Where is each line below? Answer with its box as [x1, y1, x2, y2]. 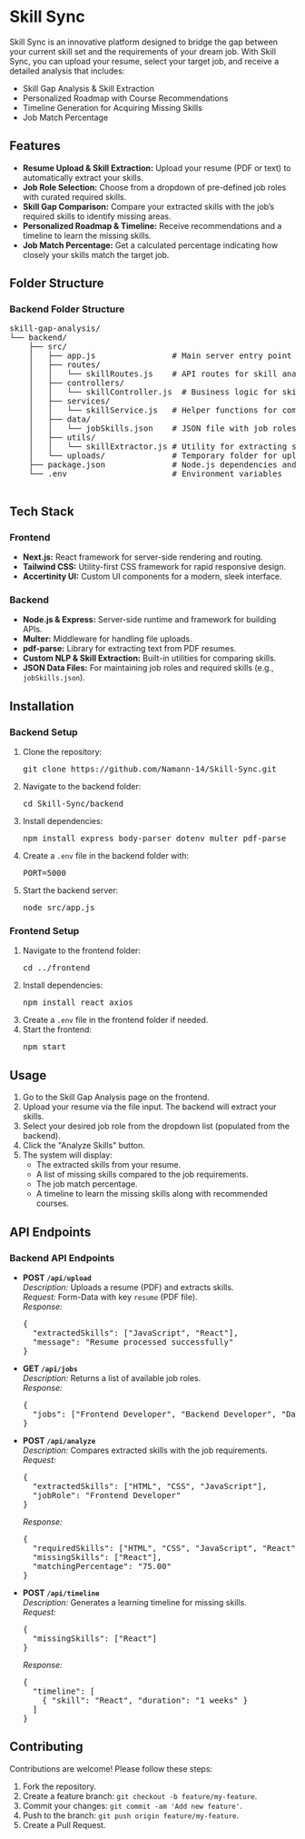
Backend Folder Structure [9, 303, 125, 315]
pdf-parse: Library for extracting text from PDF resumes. [22, 643, 237, 654]
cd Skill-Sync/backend [22, 799, 124, 810]
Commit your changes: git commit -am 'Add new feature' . [22, 1800, 242, 1811]
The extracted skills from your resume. [35, 1159, 182, 1170]
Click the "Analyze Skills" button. [22, 1140, 145, 1151]
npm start [22, 1042, 66, 1052]
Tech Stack [9, 503, 74, 519]
